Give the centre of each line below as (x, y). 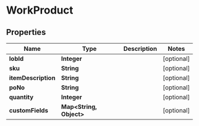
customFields (29, 110)
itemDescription (32, 78)
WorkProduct (40, 10)
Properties (26, 32)
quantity (21, 97)
